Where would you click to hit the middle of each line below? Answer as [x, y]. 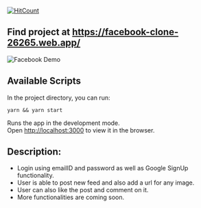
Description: [34, 152]
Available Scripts [44, 81]
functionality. [35, 176]
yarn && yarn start [35, 110]
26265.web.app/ [44, 43]
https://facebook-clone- [125, 32]
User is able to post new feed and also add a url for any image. [106, 183]
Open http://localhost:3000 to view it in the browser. [81, 130]
